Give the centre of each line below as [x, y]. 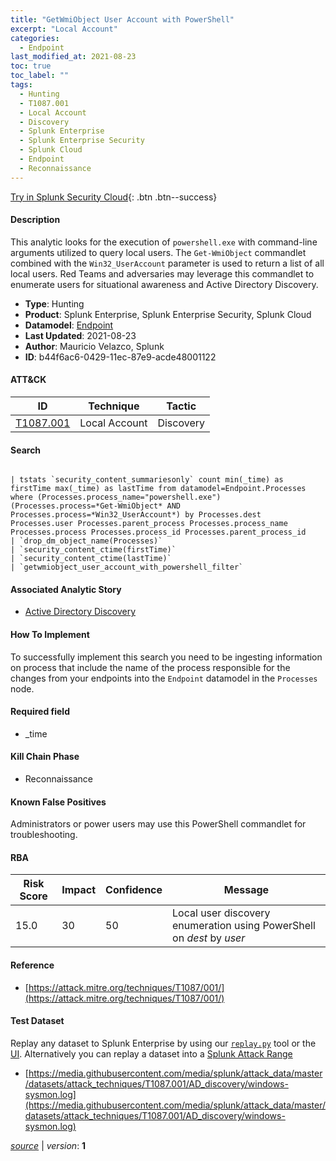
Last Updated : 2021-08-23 [80, 335]
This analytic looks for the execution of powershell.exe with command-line [164, 242]
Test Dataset [37, 1021]
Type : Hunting [54, 303]
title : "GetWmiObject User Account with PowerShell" [122, 19]
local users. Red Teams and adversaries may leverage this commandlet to [162, 273]
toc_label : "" [40, 76]
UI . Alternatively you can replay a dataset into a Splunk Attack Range [151, 1053]
